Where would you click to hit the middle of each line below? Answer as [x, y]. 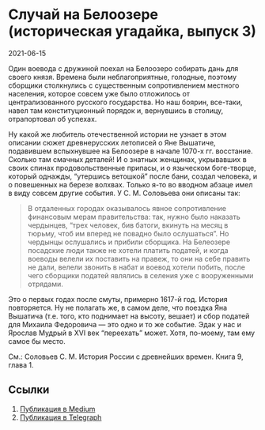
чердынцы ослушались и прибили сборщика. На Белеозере [129, 242]
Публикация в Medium [57, 409]
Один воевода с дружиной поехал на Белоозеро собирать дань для [123, 68]
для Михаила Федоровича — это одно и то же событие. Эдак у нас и [125, 324]
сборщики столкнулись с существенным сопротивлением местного [124, 85]
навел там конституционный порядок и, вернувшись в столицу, [116, 110]
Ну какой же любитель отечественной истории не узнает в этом [117, 134]
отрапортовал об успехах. [53, 119]
